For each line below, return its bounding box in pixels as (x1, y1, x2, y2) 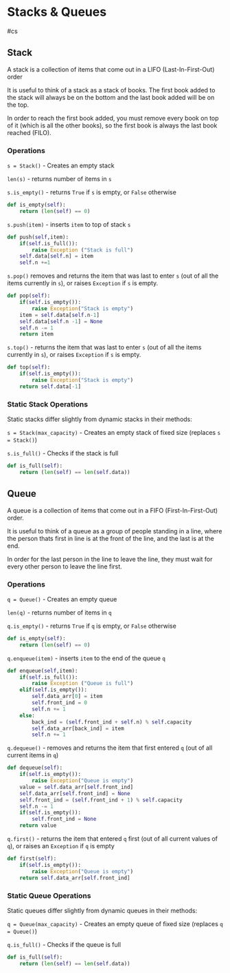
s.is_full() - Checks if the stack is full (7, 449, 119, 458)
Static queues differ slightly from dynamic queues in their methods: (7, 906, 198, 914)
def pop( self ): (7, 292, 51, 300)
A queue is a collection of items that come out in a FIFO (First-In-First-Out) (7, 506, 218, 514)
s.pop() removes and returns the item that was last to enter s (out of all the (7, 272, 219, 280)
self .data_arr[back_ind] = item (32, 725, 125, 732)
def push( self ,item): (7, 234, 69, 240)
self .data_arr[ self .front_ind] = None (19, 790, 130, 797)
